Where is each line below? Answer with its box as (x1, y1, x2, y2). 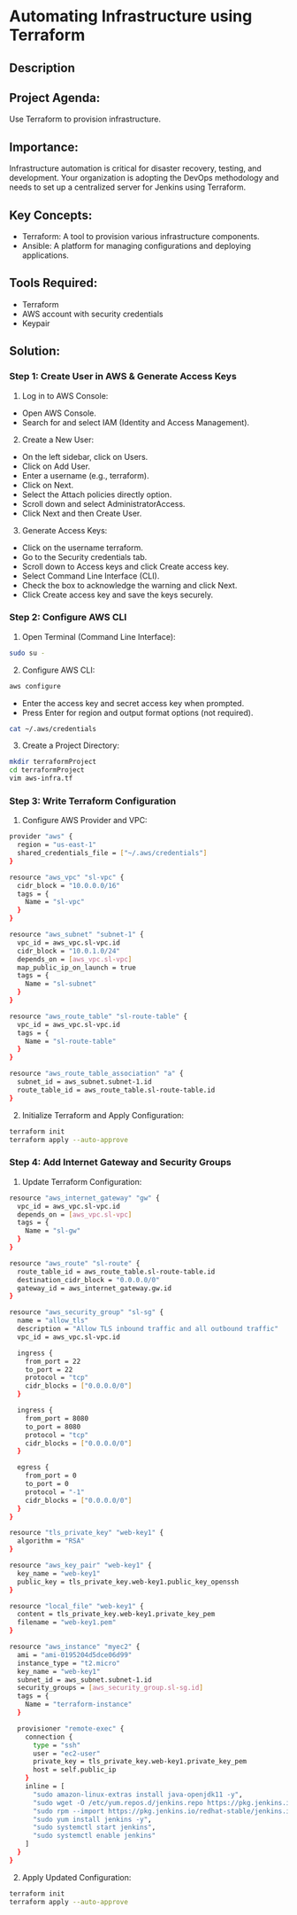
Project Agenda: (9, 90, 101, 105)
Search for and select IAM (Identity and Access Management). (21, 416, 250, 427)
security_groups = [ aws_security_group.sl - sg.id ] (17, 1684, 203, 1693)
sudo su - (9, 649, 46, 658)
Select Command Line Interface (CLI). (21, 570, 160, 581)
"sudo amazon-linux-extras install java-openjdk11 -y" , (32, 1790, 243, 1799)
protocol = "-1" (25, 1487, 86, 1497)
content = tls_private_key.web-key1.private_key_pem (17, 1610, 216, 1619)
